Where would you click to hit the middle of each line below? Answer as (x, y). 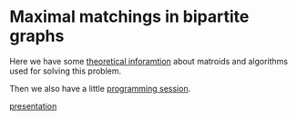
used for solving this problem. (66, 71)
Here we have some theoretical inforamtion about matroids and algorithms (149, 61)
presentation (33, 105)
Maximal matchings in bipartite (129, 17)
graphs (37, 36)
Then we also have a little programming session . (100, 88)
